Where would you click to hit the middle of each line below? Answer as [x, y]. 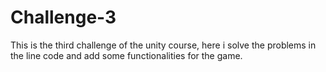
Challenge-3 [63, 17]
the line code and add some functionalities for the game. [126, 55]
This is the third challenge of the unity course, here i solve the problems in [163, 45]
